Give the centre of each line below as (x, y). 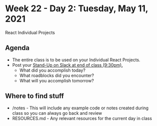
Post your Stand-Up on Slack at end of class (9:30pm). (67, 65)
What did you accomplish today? (52, 70)
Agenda (17, 48)
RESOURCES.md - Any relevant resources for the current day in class (82, 118)
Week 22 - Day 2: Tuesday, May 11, (77, 9)
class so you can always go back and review (57, 113)
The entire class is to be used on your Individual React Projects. (76, 60)
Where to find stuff (35, 96)
